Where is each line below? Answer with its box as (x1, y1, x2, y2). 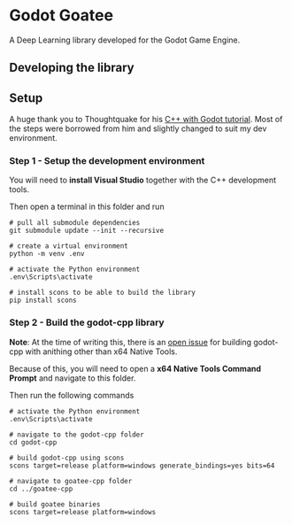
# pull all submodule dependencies (9, 219, 141, 228)
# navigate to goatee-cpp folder (9, 476, 133, 485)
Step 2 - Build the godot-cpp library (9, 316, 165, 328)
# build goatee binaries (9, 499, 101, 509)
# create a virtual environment (9, 242, 128, 251)
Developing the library (9, 60, 134, 75)
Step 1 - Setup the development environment (9, 155, 205, 167)
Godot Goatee (9, 5, 113, 26)
